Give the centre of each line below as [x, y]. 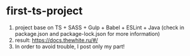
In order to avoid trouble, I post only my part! [70, 46]
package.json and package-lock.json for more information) [87, 33]
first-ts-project [45, 11]
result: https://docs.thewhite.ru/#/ [56, 40]
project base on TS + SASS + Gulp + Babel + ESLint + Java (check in [99, 27]
